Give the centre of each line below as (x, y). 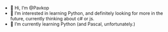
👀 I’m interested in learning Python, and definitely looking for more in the (87, 13)
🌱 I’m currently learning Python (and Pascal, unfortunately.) (73, 24)
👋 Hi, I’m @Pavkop (30, 8)
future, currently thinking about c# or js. (52, 19)
